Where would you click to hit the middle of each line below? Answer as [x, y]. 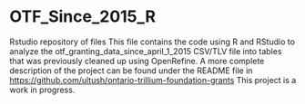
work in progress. [42, 90]
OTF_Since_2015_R [83, 17]
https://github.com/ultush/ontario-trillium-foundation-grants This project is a [153, 80]
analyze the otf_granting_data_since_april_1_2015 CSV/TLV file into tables [146, 51]
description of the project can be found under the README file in [131, 71]
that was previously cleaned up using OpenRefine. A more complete [137, 61]
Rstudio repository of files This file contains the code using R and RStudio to [152, 42]
